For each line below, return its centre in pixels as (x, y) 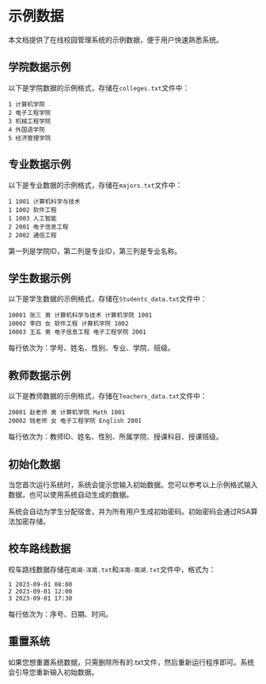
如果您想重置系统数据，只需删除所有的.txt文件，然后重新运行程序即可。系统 (131, 662)
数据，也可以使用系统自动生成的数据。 (70, 494)
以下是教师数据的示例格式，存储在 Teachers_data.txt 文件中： (108, 396)
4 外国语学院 (27, 129)
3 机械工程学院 (30, 121)
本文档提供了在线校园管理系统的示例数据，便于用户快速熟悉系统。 (116, 40)
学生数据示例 (40, 278)
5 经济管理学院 (30, 138)
